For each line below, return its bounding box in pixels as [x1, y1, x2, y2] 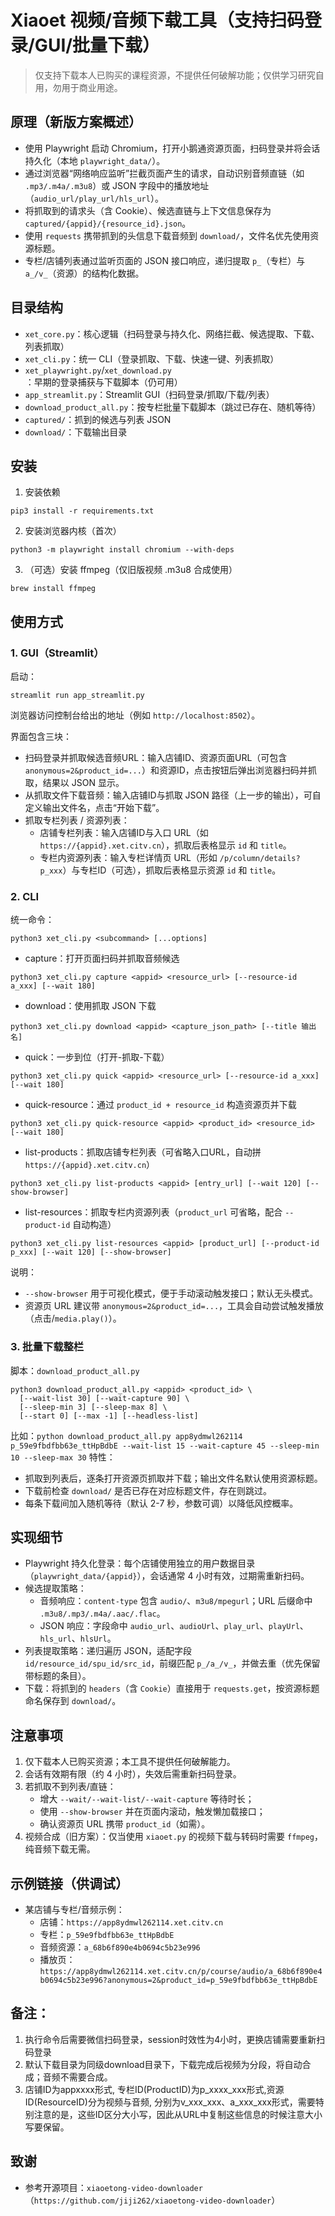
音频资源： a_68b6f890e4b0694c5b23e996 [39, 1941, 201, 1953]
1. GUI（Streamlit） [10, 646, 105, 660]
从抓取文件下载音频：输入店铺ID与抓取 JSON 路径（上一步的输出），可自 [24, 789, 322, 801]
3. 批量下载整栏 [10, 1340, 85, 1354]
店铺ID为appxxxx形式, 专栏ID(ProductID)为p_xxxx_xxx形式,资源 [24, 2083, 285, 2095]
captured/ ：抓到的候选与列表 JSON [24, 413, 172, 425]
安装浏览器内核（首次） [24, 525, 122, 537]
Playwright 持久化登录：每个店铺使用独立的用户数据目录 [24, 1557, 256, 1570]
